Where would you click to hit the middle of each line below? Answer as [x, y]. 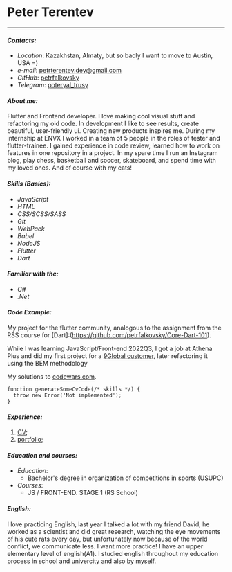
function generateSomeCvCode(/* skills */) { [74, 389]
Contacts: [22, 40]
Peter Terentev [51, 12]
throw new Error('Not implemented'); [68, 395]
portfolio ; [30, 440]
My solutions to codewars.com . [52, 376]
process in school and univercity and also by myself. [82, 561]
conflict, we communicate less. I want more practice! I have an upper [105, 546]
